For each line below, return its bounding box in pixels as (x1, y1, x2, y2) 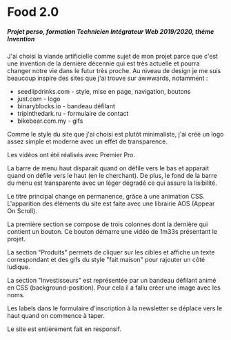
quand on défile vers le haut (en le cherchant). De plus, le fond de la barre (7, 172, 217, 180)
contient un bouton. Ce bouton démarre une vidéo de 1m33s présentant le (7, 228, 218, 236)
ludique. (7, 263, 30, 271)
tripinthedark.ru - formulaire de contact (17, 110, 129, 118)
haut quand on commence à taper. (7, 312, 105, 320)
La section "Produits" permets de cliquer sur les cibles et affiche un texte (7, 248, 215, 257)
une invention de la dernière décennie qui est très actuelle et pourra (7, 59, 200, 68)
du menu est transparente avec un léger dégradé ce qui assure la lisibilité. (7, 179, 217, 187)
